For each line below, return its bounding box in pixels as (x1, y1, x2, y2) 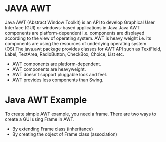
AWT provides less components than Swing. (12, 77, 104, 83)
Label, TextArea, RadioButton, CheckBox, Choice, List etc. (5, 51, 124, 57)
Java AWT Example (5, 94, 87, 106)
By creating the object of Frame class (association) (12, 131, 117, 137)
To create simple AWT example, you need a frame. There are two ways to (5, 111, 156, 117)
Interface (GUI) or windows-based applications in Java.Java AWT (5, 24, 140, 30)
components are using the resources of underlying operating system (5, 40, 147, 46)
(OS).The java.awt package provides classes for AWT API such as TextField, (5, 46, 162, 52)
